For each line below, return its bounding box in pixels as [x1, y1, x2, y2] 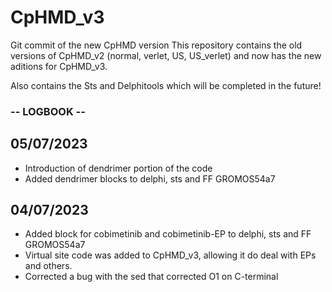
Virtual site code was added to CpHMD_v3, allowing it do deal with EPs [24, 249, 317, 261]
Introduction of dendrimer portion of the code [24, 162, 213, 174]
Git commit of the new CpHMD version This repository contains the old [10, 39, 303, 51]
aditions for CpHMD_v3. [10, 60, 108, 72]
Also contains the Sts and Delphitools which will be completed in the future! [10, 79, 322, 91]
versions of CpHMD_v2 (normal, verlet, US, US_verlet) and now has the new [10, 49, 322, 61]
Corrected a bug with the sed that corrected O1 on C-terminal [24, 271, 279, 283]
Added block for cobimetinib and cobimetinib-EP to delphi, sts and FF [24, 228, 312, 240]
